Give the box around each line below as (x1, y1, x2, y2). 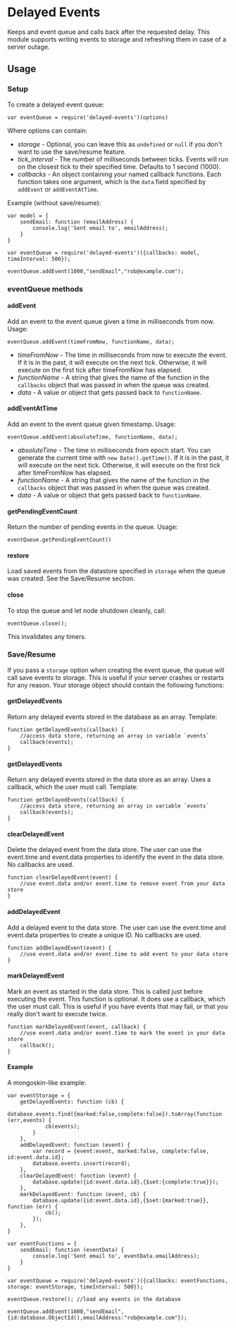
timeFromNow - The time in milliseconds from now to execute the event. (17, 351, 228, 359)
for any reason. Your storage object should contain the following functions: (7, 681, 225, 689)
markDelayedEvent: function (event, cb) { (20, 1191, 147, 1198)
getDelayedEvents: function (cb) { (20, 1098, 125, 1106)
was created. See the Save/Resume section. (7, 574, 135, 583)
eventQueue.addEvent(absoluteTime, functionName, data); (7, 433, 178, 441)
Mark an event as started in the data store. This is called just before (7, 987, 203, 995)
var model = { (7, 212, 49, 219)
